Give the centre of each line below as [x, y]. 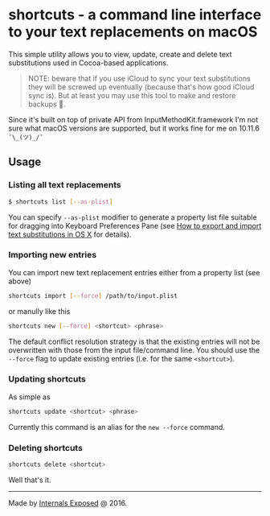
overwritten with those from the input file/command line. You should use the [134, 350]
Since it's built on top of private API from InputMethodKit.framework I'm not [133, 119]
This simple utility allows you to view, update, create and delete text [120, 54]
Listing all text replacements [65, 185]
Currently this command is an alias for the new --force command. [117, 427]
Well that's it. [30, 480]
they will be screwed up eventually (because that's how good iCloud [141, 87]
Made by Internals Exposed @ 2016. [68, 503]
